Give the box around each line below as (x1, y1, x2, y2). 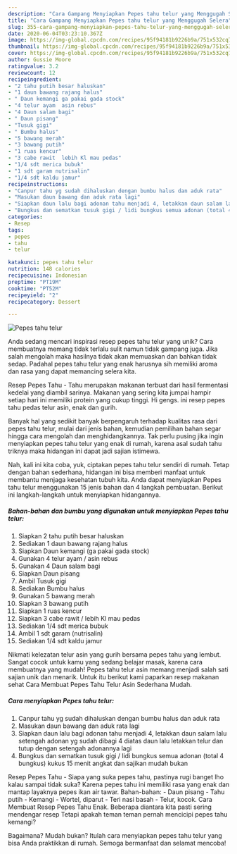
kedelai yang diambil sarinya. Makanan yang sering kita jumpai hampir (8, 388, 212, 397)
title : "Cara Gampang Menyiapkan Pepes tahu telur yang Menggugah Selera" (8, 17, 232, 24)
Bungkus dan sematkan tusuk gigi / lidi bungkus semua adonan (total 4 (18, 752, 224, 760)
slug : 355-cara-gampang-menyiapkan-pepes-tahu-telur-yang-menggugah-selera (8, 23, 235, 30)
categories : (8, 213, 43, 221)
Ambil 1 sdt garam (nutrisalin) (18, 629, 103, 638)
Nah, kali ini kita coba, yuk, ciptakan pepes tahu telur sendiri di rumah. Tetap (8, 461, 230, 469)
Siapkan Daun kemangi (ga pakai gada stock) (18, 547, 150, 555)
